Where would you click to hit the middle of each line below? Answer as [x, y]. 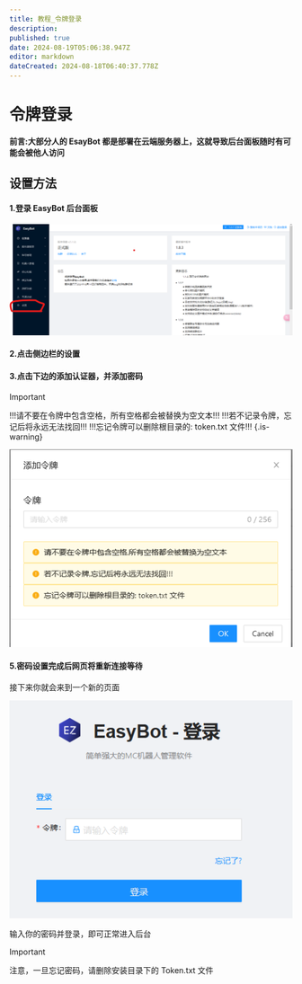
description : [34, 28]
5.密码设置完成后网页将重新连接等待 [76, 666]
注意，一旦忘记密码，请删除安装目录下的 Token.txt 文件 [111, 970]
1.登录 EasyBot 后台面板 [54, 208]
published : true [40, 38]
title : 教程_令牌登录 [46, 19]
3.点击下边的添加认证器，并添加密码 [76, 377]
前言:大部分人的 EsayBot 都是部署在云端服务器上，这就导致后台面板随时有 [146, 141]
